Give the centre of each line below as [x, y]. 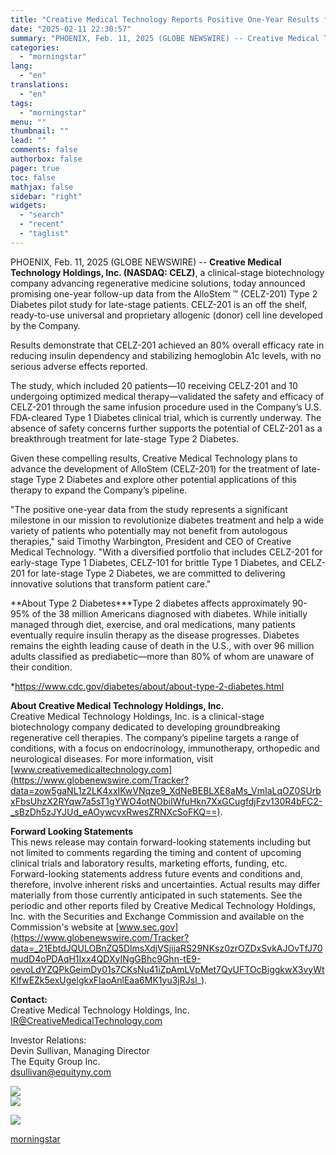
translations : [40, 85]
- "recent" [42, 224]
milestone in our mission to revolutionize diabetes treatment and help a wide [167, 520]
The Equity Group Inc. [55, 1061]
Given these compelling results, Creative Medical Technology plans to [154, 458]
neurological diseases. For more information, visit [112, 758]
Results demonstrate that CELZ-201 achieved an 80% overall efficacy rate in [167, 345]
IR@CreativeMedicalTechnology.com [86, 1020]
